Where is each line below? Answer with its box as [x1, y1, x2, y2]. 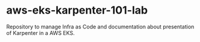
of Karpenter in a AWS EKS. [6, 29, 75, 36]
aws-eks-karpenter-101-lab [6, 4, 148, 17]
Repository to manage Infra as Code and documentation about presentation [6, 23, 195, 30]
